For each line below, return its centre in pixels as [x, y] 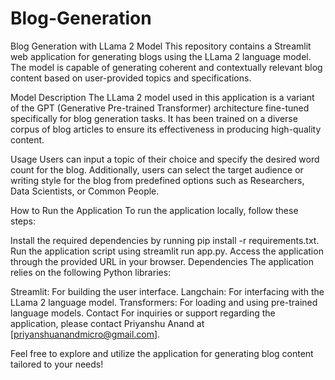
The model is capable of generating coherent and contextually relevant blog [166, 67]
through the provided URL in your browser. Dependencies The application [162, 261]
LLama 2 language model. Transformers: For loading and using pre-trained [164, 302]
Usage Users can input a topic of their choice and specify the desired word [165, 159]
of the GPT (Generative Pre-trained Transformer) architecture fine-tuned [160, 108]
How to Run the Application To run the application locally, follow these [154, 210]
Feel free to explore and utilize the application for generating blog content [162, 353]
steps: [23, 221]
